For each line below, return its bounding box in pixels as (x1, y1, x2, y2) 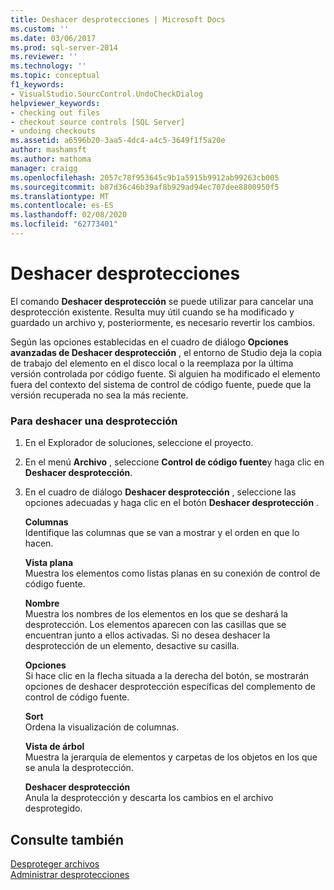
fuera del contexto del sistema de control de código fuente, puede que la (10, 378, 312, 390)
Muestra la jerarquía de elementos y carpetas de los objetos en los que (24, 751, 318, 763)
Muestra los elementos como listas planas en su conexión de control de (24, 567, 321, 580)
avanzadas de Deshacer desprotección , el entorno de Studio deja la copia (10, 346, 323, 358)
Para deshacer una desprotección (10, 414, 178, 428)
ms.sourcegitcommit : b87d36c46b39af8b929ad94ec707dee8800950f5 (10, 182, 280, 192)
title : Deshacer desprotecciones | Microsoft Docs (10, 14, 226, 25)
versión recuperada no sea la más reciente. (10, 389, 189, 401)
